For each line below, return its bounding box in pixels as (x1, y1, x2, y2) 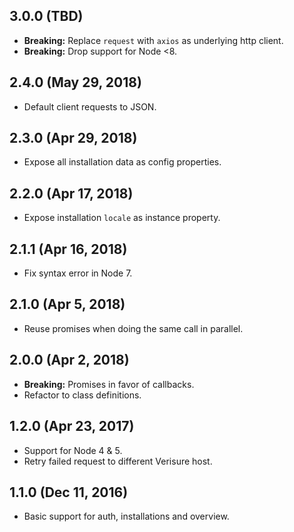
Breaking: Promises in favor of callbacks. (23, 378, 195, 390)
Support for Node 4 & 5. (23, 444, 123, 456)
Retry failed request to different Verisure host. (23, 455, 213, 467)
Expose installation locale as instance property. (23, 212, 221, 224)
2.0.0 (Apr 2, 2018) (9, 352, 130, 369)
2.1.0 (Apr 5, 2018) (9, 296, 126, 313)
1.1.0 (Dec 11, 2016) (9, 484, 129, 501)
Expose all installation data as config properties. (23, 156, 222, 168)
